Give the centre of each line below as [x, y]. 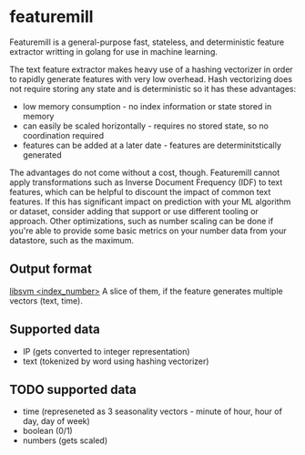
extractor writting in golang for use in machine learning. [114, 51]
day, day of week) [56, 421]
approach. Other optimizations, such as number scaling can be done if [142, 221]
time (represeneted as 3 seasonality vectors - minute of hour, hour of [152, 411]
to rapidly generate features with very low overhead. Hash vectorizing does [151, 78]
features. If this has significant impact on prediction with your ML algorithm [150, 202]
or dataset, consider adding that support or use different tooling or [134, 211]
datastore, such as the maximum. [72, 240]
